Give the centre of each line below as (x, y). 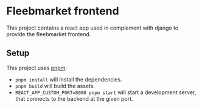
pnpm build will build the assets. (55, 86)
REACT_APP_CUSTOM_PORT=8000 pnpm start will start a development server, (106, 92)
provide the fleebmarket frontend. (49, 34)
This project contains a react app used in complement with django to (92, 28)
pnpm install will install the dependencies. (69, 79)
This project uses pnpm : (37, 68)
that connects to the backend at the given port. (74, 98)
